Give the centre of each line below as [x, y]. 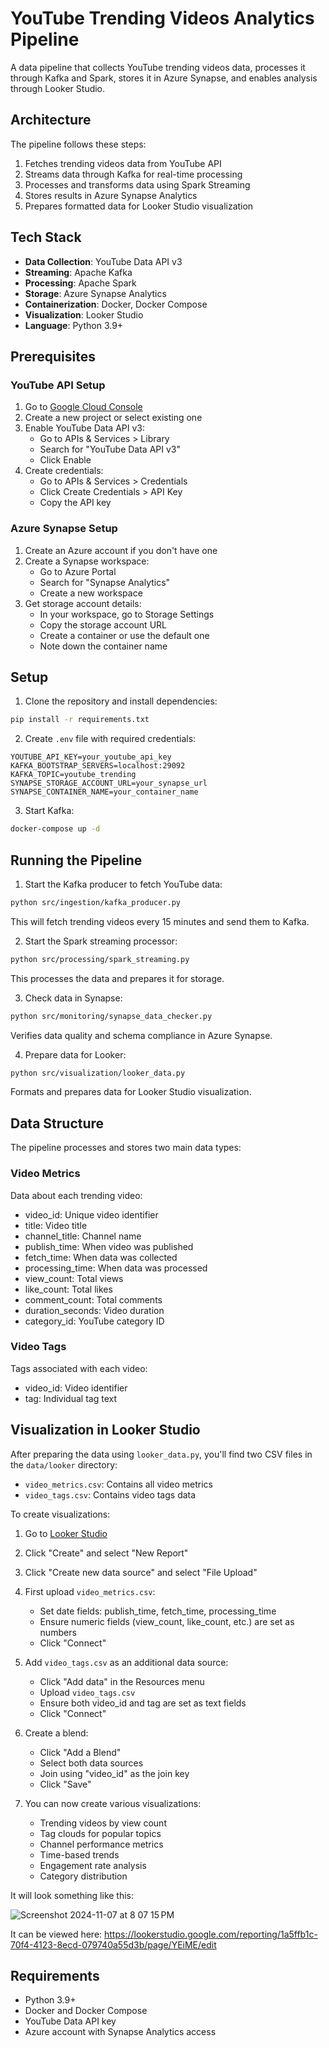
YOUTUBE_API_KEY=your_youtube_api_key [91, 757]
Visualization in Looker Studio [105, 1430]
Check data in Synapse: [73, 998]
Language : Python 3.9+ [74, 325]
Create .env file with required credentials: [110, 739]
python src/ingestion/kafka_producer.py [96, 902]
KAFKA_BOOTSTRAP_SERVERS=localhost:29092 [98, 766]
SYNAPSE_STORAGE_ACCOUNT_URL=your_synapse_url [109, 783]
